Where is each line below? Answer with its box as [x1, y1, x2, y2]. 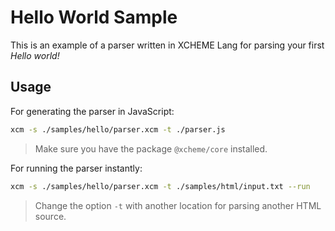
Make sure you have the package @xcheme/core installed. [34, 142, 268, 155]
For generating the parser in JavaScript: [10, 105, 175, 117]
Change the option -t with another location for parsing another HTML [34, 199, 322, 211]
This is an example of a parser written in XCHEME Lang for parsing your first [10, 39, 325, 51]
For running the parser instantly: [10, 162, 143, 174]
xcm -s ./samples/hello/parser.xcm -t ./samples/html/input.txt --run [10, 181, 311, 191]
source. [34, 210, 67, 222]
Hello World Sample [10, 6, 178, 29]
